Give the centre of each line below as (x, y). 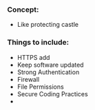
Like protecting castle (48, 25)
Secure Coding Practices (52, 93)
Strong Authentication (48, 72)
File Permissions (40, 87)
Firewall (28, 79)
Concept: (23, 10)
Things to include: (38, 43)
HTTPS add (33, 57)
